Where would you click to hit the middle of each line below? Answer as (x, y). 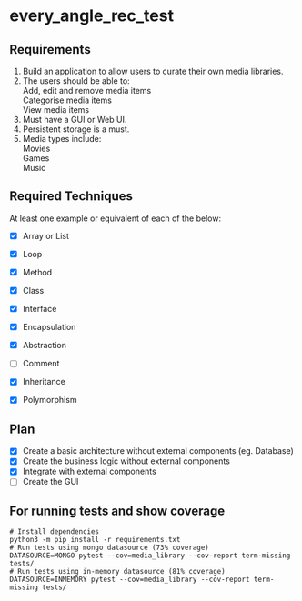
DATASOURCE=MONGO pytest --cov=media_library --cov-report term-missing (150, 556)
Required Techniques (71, 196)
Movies (36, 148)
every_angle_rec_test (92, 16)
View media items (55, 110)
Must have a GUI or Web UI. (75, 120)
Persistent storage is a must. (76, 129)
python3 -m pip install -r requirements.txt (95, 540)
